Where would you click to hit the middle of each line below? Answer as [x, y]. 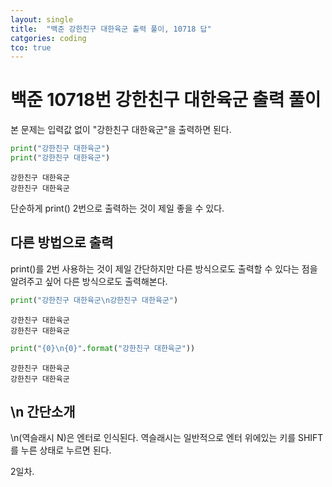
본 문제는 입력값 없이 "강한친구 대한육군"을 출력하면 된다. [121, 130]
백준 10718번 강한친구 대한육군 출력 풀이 [166, 100]
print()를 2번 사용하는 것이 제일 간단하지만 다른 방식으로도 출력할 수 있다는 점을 [164, 268]
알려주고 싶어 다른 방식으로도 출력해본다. [89, 281]
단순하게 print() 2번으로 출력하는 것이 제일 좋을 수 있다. [117, 208]
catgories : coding [48, 38]
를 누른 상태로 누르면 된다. [61, 450]
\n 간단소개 [43, 411]
